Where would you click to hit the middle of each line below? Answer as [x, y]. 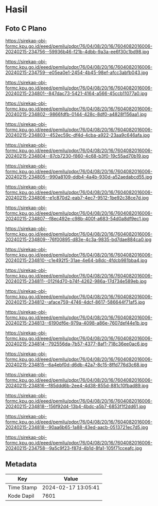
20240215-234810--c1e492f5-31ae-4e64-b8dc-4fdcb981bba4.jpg [76, 260]
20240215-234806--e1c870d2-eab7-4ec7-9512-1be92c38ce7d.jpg [77, 198]
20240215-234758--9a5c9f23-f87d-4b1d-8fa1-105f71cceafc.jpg [74, 448]
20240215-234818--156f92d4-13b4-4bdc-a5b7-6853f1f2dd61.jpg [76, 406]
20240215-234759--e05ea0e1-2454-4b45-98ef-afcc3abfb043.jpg [77, 72]
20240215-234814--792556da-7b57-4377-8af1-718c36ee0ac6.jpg [76, 344]
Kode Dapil [21, 496]
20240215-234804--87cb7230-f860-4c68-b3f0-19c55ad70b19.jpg [77, 156]
